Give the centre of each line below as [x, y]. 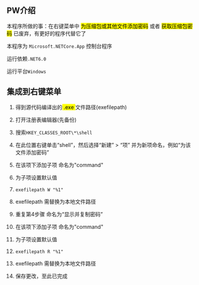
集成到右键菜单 [34, 92]
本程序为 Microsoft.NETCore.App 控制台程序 [60, 46]
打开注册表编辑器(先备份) [46, 120]
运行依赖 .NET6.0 [27, 59]
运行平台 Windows [27, 71]
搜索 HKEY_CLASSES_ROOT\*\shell [54, 132]
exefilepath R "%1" [39, 252]
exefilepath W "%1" [39, 190]
